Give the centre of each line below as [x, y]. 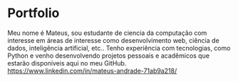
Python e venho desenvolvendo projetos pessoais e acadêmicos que [109, 56]
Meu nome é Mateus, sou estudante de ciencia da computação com [107, 33]
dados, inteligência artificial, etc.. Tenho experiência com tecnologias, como [119, 48]
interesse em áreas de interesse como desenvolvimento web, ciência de [113, 40]
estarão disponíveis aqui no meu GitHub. [67, 63]
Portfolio [33, 13]
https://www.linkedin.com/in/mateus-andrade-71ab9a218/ [92, 71]
